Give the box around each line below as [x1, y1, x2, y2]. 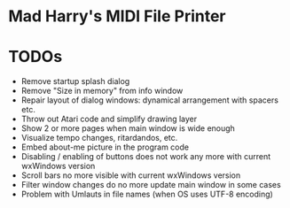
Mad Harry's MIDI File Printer [8, 6, 227, 27]
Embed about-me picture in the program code [20, 142, 190, 152]
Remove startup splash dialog [20, 76, 130, 87]
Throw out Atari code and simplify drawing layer [20, 113, 198, 125]
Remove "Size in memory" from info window [20, 86, 184, 96]
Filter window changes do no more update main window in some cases [20, 180, 281, 190]
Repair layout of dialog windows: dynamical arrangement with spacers [20, 95, 278, 105]
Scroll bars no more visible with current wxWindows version [20, 170, 241, 181]
